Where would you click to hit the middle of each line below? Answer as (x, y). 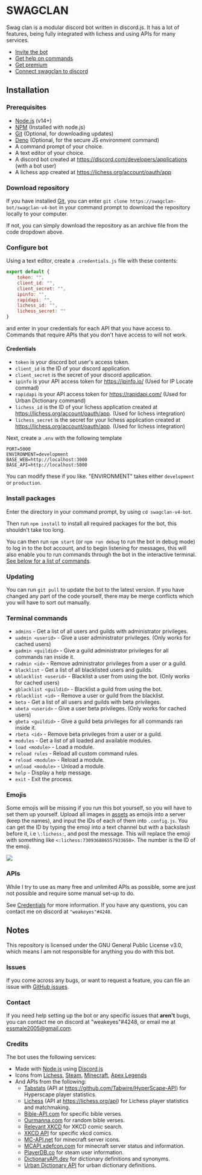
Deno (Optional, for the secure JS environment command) (87, 140)
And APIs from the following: (50, 1082)
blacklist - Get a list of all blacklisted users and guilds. (84, 670)
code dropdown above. (35, 232)
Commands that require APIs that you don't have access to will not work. (96, 335)
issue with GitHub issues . (38, 986)
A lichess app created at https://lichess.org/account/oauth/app (93, 172)
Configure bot (27, 247)
